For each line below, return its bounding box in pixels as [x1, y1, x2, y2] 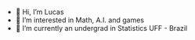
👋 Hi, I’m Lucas [15, 8, 64, 16]
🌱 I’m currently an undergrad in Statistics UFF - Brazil [15, 24, 188, 32]
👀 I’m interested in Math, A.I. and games [15, 15, 145, 25]
